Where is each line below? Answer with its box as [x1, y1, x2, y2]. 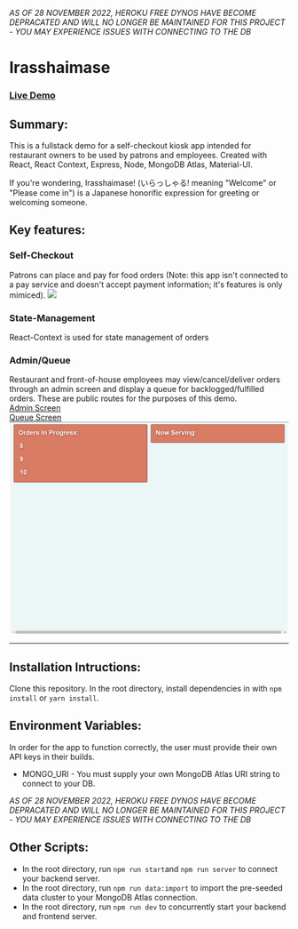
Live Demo [9, 89, 56, 101]
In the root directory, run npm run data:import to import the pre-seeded [21, 882, 284, 893]
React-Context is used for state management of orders [9, 332, 209, 342]
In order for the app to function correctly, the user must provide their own [9, 741, 278, 752]
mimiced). [9, 289, 46, 300]
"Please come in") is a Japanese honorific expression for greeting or [9, 187, 260, 198]
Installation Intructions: [9, 660, 142, 675]
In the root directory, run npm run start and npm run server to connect [21, 863, 278, 874]
